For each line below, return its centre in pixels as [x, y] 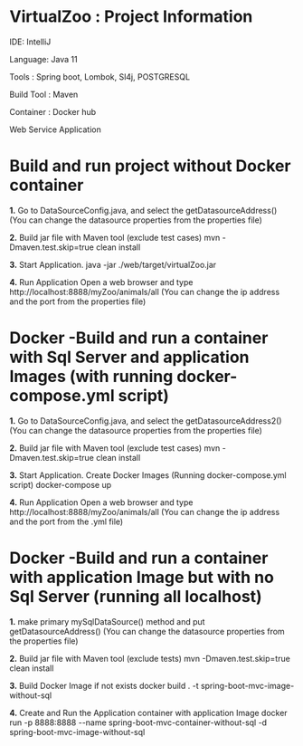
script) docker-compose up [60, 484]
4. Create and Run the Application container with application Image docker [148, 713]
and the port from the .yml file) [66, 521]
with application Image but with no [142, 578]
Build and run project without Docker [150, 166]
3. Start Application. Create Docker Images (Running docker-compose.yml [148, 475]
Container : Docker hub [53, 111]
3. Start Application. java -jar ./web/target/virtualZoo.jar [113, 264]
